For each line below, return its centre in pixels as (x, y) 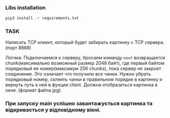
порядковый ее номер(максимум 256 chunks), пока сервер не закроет (83, 68)
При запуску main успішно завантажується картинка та (79, 104)
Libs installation (26, 8)
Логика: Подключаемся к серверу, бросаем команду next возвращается (85, 58)
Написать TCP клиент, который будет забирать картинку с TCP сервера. (85, 42)
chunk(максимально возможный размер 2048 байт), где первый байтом (85, 63)
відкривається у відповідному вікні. (53, 110)
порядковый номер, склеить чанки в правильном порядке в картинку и (84, 79)
